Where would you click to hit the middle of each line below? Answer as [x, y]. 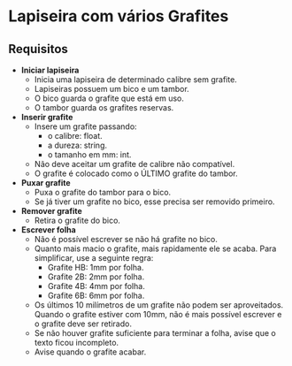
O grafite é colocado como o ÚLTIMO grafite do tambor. [136, 173]
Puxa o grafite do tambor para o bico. [103, 192]
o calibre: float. [75, 136]
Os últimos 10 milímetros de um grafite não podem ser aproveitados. [159, 305]
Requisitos [38, 49]
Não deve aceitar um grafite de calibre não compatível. [134, 164]
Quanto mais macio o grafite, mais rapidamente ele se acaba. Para [155, 248]
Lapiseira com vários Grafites [119, 16]
